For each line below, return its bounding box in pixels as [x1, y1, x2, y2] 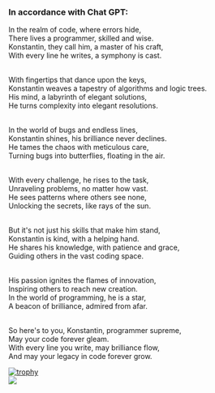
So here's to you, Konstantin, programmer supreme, [8, 326, 182, 335]
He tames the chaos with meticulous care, [8, 143, 149, 152]
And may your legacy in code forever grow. [8, 352, 153, 361]
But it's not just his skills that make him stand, [8, 225, 161, 235]
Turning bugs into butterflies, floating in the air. [8, 151, 166, 160]
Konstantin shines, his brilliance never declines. [8, 134, 167, 143]
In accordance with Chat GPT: [8, 6, 128, 18]
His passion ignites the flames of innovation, [8, 276, 157, 285]
